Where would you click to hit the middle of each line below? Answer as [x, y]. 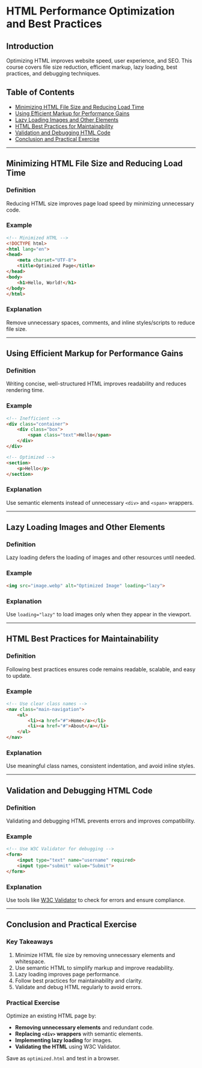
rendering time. [25, 390]
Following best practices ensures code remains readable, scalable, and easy [101, 669]
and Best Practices [54, 24]
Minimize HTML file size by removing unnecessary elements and [95, 955]
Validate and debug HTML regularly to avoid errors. [78, 987]
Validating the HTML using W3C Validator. [68, 1046]
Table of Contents [41, 93]
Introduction [30, 46]
